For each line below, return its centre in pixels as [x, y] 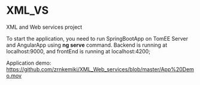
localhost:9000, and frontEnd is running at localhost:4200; [78, 51]
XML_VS [28, 10]
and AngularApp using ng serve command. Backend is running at [87, 45]
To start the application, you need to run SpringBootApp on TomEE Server [97, 38]
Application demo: [29, 63]
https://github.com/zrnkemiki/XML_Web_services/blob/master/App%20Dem [100, 69]
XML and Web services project [44, 27]
